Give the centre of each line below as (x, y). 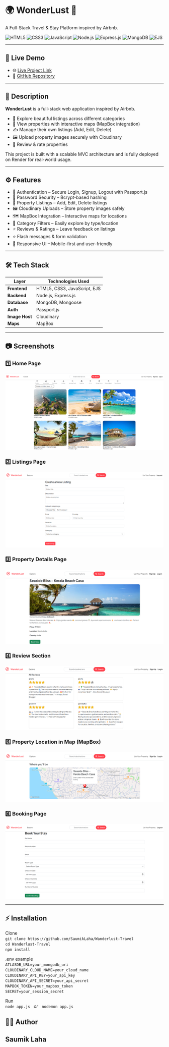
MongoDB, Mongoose (59, 302)
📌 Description (27, 97)
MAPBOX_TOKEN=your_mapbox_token (39, 986)
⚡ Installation (26, 919)
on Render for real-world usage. (38, 159)
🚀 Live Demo (25, 58)
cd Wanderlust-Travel (28, 944)
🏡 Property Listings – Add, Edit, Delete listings (60, 203)
